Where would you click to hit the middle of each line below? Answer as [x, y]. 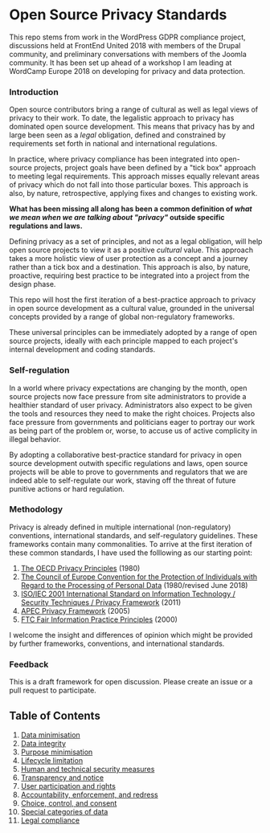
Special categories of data [64, 811]
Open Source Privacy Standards [118, 15]
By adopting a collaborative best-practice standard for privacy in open [125, 455]
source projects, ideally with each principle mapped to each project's [124, 341]
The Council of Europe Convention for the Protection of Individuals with [139, 577]
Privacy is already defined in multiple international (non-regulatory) [120, 527]
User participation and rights [68, 786]
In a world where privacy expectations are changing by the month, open [128, 388]
